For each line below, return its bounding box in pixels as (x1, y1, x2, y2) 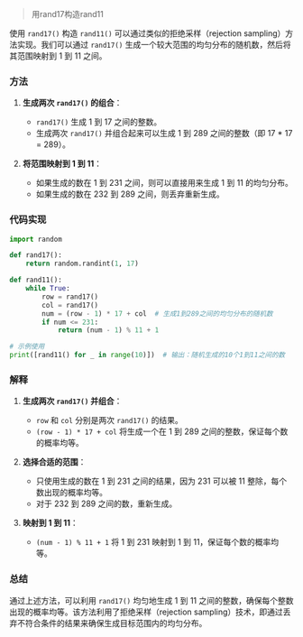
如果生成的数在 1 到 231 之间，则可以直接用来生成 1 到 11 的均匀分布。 (35, 178, 293, 189)
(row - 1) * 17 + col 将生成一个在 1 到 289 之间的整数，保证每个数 (35, 426, 289, 437)
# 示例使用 (9, 342, 45, 351)
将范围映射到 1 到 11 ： (22, 158, 102, 170)
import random (9, 235, 63, 244)
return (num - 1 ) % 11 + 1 (57, 326, 160, 335)
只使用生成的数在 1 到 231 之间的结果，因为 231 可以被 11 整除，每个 (35, 475, 287, 486)
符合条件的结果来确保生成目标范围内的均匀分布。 (24, 617, 207, 628)
